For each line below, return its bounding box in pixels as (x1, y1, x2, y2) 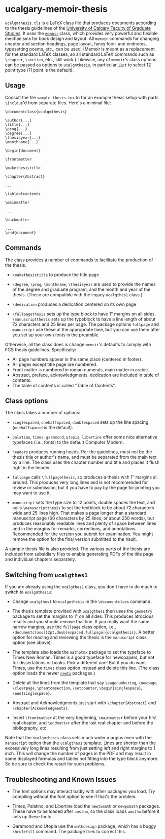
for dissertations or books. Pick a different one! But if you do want (12, 660, 146, 666)
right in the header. (12, 465, 51, 471)
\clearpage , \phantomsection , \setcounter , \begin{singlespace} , (12, 685, 143, 691)
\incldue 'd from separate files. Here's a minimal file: (5, 100, 111, 106)
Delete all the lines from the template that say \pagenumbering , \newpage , (12, 680, 158, 686)
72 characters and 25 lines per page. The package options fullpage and (12, 321, 159, 327)
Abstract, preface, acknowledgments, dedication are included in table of (12, 372, 159, 378)
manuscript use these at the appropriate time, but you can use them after (12, 326, 160, 332)
